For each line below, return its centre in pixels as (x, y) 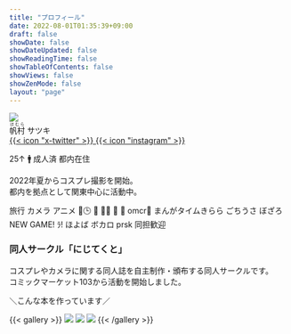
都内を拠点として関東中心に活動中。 (76, 191)
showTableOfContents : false (61, 68)
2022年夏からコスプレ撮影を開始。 (73, 180)
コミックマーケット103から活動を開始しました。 (98, 281)
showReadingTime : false (53, 59)
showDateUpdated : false (53, 51)
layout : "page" (37, 92)
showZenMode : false (45, 84)
